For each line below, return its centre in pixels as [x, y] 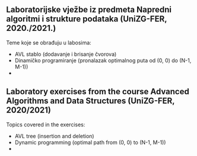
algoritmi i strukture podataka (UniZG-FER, [87, 19]
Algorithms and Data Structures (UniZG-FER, [90, 101]
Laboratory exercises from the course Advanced [98, 92]
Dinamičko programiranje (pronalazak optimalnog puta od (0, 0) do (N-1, [103, 60]
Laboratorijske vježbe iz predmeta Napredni [89, 10]
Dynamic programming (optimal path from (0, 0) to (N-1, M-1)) [90, 142]
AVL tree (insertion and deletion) [54, 136]
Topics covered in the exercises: [46, 125]
